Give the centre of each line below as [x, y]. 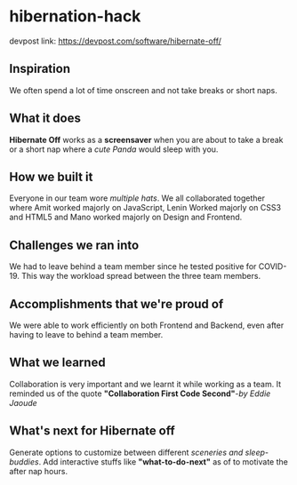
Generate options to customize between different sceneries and [126, 452]
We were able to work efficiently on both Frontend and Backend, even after [147, 325]
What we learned [57, 363]
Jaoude [23, 402]
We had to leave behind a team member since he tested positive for [133, 266]
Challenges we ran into [74, 245]
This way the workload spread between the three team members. [140, 276]
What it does [45, 119]
